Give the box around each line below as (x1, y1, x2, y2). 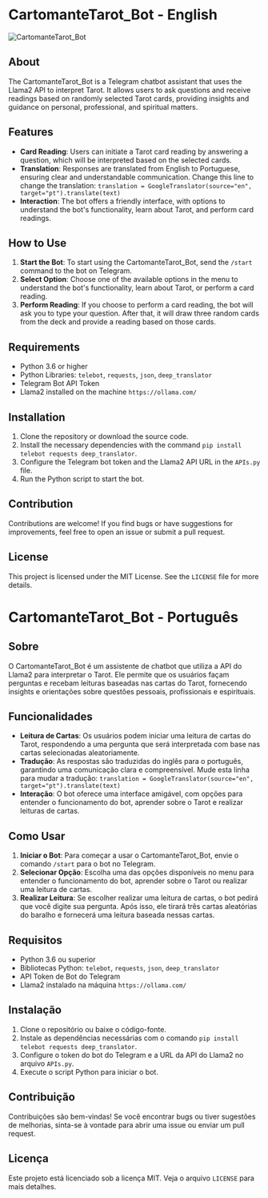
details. (8, 580, 33, 589)
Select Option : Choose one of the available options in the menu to (19, 275, 238, 284)
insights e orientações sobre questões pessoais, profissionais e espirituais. (8, 686, 256, 696)
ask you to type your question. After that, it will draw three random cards (19, 308, 260, 318)
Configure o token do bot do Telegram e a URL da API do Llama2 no (19, 1050, 244, 1059)
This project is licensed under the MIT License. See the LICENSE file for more (8, 571, 259, 581)
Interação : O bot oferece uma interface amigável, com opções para (19, 789, 243, 798)
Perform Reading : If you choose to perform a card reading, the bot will (19, 300, 254, 310)
